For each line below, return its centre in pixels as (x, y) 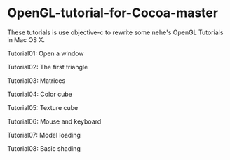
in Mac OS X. (26, 39)
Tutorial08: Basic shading (44, 148)
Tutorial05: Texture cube (43, 107)
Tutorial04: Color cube (40, 94)
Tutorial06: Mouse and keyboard (54, 121)
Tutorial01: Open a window (46, 53)
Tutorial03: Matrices (36, 80)
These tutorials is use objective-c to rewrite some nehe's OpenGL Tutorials (115, 32)
